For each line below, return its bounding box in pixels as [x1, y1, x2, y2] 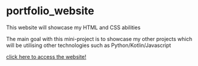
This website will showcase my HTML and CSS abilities [6, 24, 141, 31]
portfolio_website [6, 4, 95, 18]
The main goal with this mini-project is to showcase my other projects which [6, 35, 193, 42]
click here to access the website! [6, 53, 87, 60]
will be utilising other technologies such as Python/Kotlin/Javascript [6, 42, 171, 49]
